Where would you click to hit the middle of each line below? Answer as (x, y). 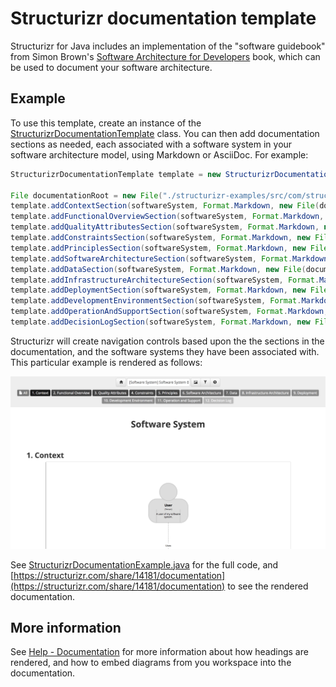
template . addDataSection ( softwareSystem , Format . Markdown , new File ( (158, 269)
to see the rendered (268, 586)
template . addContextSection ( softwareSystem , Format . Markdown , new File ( (165, 206)
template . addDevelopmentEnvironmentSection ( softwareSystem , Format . (156, 301)
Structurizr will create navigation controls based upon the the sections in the (167, 341)
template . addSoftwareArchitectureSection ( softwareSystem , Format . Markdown (169, 258)
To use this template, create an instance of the (106, 123)
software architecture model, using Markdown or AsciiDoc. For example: (159, 154)
